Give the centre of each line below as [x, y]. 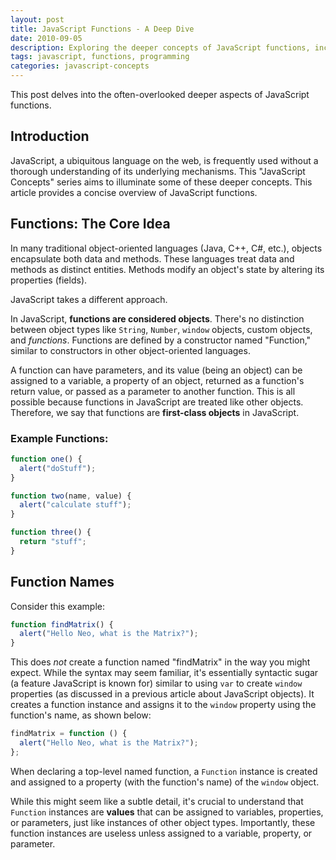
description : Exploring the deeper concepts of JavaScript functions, [160, 47]
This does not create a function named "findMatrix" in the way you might [160, 662]
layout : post [37, 19]
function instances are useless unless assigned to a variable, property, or [161, 833]
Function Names [62, 582]
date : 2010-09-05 [46, 38]
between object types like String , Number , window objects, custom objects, [161, 329]
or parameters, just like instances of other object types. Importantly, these [163, 822]
